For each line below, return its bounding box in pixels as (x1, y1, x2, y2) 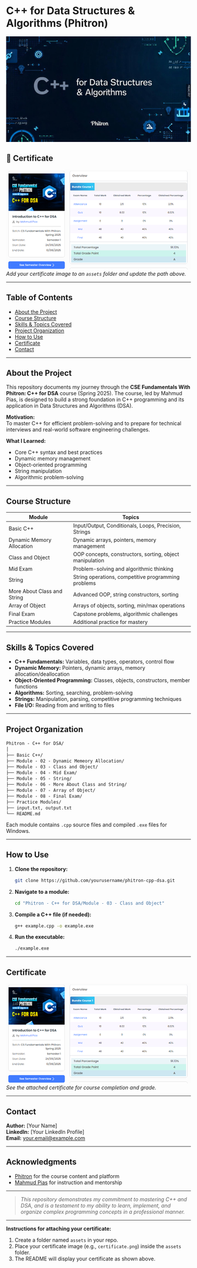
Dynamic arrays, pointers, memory (73, 537, 157, 544)
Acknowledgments (6, 1157, 77, 1167)
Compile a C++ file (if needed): (14, 911, 92, 918)
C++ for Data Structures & (6, 4, 135, 18)
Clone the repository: (14, 865, 68, 872)
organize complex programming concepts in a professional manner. (20, 1208, 185, 1215)
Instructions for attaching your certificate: (6, 1225, 111, 1232)
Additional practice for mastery (73, 618, 148, 625)
